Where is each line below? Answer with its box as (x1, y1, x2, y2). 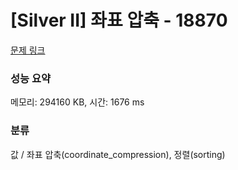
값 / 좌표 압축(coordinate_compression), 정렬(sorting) (10, 148, 226, 160)
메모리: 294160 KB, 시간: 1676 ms (10, 96, 145, 108)
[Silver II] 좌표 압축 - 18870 (10, 9, 228, 32)
